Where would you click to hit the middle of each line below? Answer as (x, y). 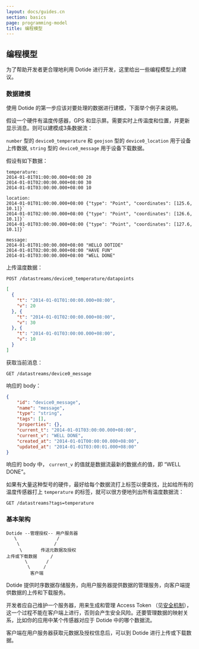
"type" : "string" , (40, 413)
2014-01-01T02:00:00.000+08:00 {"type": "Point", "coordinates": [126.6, (99, 214)
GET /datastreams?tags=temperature (50, 503)
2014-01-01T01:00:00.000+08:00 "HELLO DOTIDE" (65, 245)
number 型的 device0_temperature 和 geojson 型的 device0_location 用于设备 (99, 141)
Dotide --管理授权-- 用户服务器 (42, 533)
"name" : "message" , (41, 408)
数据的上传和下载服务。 (40, 592)
